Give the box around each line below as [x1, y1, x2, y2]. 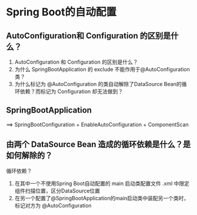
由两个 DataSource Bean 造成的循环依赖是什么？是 [6, 140, 191, 150]
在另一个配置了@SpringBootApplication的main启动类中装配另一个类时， [14, 194, 189, 201]
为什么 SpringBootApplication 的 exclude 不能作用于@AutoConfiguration [14, 66, 190, 72]
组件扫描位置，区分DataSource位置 [14, 187, 101, 194]
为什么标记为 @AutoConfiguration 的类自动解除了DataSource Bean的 [14, 81, 182, 87]
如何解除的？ [6, 151, 53, 161]
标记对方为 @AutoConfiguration [14, 201, 92, 209]
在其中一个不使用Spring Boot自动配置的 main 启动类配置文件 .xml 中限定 [14, 180, 190, 187]
